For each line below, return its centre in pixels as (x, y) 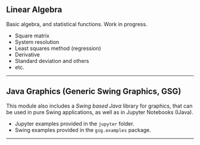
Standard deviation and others (52, 61)
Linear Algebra (34, 10)
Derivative (27, 54)
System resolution (37, 42)
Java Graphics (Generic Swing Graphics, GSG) (94, 92)
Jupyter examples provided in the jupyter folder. (74, 124)
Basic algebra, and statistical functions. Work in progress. (77, 24)
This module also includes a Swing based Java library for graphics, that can (99, 106)
